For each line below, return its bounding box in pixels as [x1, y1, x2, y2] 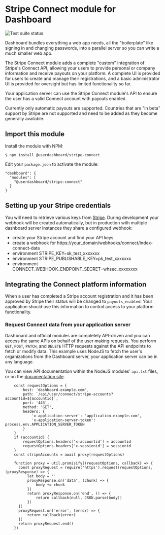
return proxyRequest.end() [18, 521, 74, 526]
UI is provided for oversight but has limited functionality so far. [5, 80, 132, 87]
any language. [5, 358, 34, 364]
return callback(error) [27, 512, 76, 517]
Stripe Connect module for [5, 3, 116, 15]
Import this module [5, 130, 65, 139]
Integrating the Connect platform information [5, 280, 147, 288]
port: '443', [23, 400, 50, 405]
